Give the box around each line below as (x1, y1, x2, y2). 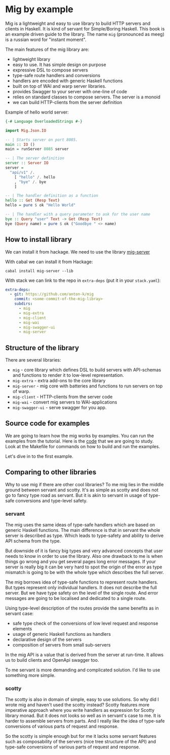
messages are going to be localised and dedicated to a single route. (5, 595, 147, 601)
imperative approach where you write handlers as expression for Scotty (5, 707, 155, 713)
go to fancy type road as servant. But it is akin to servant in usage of (5, 492, 148, 498)
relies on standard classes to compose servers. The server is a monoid (12, 94, 161, 100)
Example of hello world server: (5, 109, 69, 115)
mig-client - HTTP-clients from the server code (12, 394, 113, 400)
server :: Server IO (5, 161, 49, 166)
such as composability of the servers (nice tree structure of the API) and (5, 739, 156, 745)
